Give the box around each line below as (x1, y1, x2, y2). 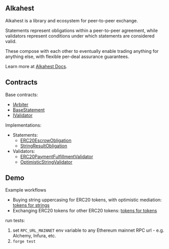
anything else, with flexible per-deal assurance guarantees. (5, 53, 129, 59)
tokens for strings (12, 202, 50, 208)
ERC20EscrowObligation (20, 137, 72, 143)
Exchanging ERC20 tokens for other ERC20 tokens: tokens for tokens (12, 208, 157, 214)
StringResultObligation (20, 142, 67, 149)
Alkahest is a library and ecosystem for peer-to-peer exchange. (5, 17, 139, 23)
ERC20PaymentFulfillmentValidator (20, 153, 93, 160)
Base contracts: (5, 91, 38, 98)
